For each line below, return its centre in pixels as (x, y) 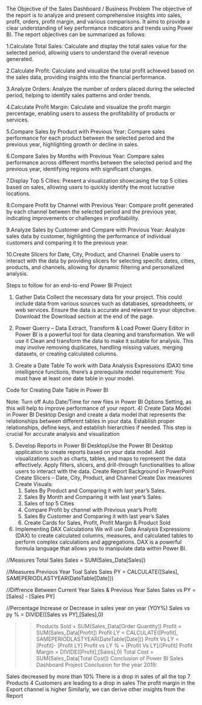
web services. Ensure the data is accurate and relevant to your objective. (106, 310)
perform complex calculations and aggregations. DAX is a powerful (98, 542)
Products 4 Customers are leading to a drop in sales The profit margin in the (101, 683)
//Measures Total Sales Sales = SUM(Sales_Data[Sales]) (76, 560)
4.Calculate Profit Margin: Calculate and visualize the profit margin (88, 107)
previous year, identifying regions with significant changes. (80, 169)
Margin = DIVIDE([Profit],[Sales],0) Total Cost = (95, 652)
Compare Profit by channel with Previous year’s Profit (90, 510)
